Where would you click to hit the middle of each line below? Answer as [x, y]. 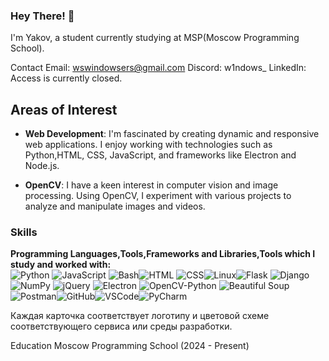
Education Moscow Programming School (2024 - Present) [130, 346]
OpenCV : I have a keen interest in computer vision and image [151, 185]
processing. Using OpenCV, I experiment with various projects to [158, 196]
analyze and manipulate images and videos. [115, 206]
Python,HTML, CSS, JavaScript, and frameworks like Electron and [160, 155]
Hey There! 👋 [42, 16]
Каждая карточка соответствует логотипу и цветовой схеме [140, 316]
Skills [24, 232]
